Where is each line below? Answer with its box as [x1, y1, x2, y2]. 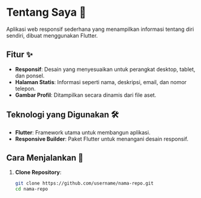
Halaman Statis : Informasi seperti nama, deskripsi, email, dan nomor [15, 78, 187, 85]
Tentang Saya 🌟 [6, 5, 87, 19]
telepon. [15, 85, 36, 92]
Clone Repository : [15, 169, 62, 176]
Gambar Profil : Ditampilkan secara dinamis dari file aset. [15, 91, 156, 99]
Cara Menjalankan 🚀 [6, 153, 84, 163]
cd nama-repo [15, 186, 48, 193]
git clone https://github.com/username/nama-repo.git [15, 180, 154, 186]
